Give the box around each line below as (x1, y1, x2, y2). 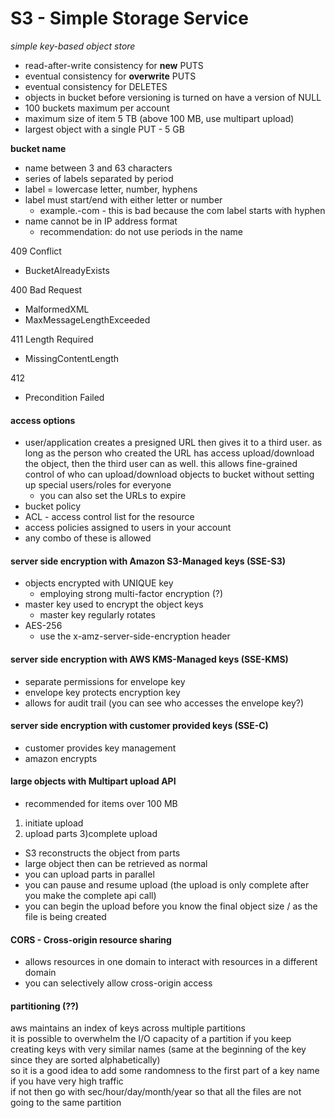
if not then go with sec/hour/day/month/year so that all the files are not (10, 1086, 302, 1098)
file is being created (24, 910, 107, 922)
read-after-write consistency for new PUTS (24, 59, 204, 71)
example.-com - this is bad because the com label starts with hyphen (39, 204, 326, 216)
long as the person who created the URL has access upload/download (24, 447, 315, 459)
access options (10, 414, 76, 426)
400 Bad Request (10, 283, 83, 296)
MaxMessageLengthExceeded (24, 313, 151, 326)
